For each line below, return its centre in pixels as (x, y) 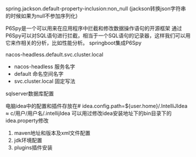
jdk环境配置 (28, 140)
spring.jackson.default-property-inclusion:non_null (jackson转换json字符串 (96, 8)
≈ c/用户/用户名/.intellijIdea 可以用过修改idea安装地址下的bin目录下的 (89, 113)
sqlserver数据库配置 (30, 93)
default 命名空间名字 (39, 74)
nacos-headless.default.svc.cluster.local (55, 55)
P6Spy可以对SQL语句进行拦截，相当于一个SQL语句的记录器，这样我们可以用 (98, 36)
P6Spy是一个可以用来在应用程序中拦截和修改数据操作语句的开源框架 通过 (94, 28)
